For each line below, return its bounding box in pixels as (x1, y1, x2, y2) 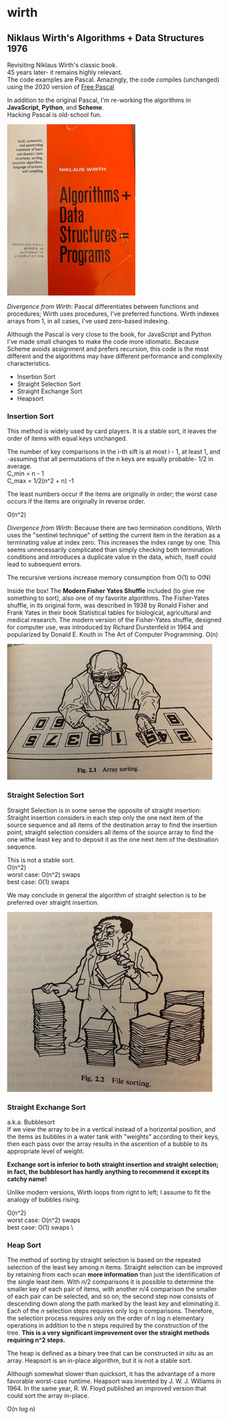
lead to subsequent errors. (7, 560, 82, 569)
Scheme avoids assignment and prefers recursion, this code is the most (7, 345, 209, 353)
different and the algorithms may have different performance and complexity (7, 352, 223, 360)
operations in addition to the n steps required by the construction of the (7, 1321, 208, 1330)
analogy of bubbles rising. (7, 1195, 81, 1204)
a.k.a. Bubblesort (7, 1118, 55, 1126)
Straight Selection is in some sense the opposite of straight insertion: (7, 806, 202, 814)
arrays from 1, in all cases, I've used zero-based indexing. (7, 317, 170, 325)
